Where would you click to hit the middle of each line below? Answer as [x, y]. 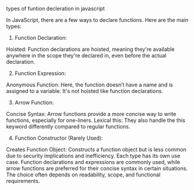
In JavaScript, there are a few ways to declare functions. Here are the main [97, 20]
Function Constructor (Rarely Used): [59, 138]
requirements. [23, 181]
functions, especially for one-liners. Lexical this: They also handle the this [96, 120]
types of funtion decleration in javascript [56, 9]
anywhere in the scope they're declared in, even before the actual [86, 55]
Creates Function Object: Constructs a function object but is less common [96, 149]
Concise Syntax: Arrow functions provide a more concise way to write [91, 114]
